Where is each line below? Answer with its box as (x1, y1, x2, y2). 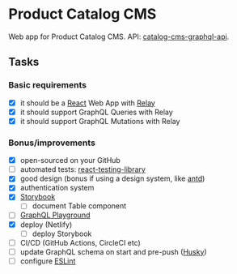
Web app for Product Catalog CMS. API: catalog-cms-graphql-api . (8, 32, 230, 41)
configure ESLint (19, 256, 76, 266)
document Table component (32, 201, 127, 211)
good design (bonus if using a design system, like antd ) (19, 173, 205, 183)
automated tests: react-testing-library (19, 165, 146, 174)
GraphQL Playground (19, 210, 91, 220)
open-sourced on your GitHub (19, 156, 121, 165)
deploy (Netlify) (19, 220, 73, 229)
